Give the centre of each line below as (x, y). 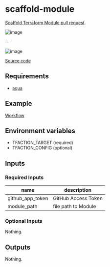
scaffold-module (40, 9)
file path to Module (75, 207)
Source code (18, 60)
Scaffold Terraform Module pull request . (45, 23)
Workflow (15, 115)
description (78, 190)
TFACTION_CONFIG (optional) (42, 148)
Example (19, 104)
